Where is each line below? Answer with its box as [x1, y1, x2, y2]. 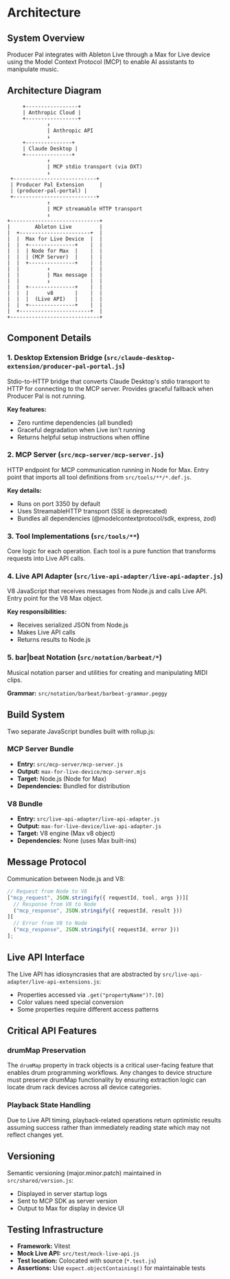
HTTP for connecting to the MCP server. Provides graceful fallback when [7, 384, 214, 392]
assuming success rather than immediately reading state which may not [7, 1123, 211, 1131]
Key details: [7, 486, 42, 494]
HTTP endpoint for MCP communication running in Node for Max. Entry [7, 465, 209, 474]
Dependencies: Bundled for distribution [16, 781, 130, 790]
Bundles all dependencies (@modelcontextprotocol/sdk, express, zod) [16, 514, 216, 522]
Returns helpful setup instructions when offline [16, 433, 150, 441]
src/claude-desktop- [106, 354, 175, 362]
